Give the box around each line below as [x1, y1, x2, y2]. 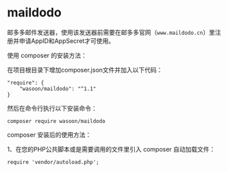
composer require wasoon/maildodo [7, 117, 106, 124]
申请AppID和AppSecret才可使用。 [18, 36, 115, 45]
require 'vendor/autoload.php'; [7, 158, 99, 165]
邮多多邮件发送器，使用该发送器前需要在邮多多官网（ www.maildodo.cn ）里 [7, 28, 216, 36]
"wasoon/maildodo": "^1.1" [19, 85, 97, 92]
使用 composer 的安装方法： [7, 51, 88, 59]
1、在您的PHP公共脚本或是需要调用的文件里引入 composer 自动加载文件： [7, 145, 216, 153]
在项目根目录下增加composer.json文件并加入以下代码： [7, 66, 163, 74]
